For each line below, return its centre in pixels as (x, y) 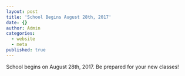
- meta (19, 45)
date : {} (17, 22)
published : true (26, 50)
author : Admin (23, 28)
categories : (21, 34)
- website (23, 39)
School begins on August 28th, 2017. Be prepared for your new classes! (92, 67)
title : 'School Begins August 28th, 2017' (59, 17)
